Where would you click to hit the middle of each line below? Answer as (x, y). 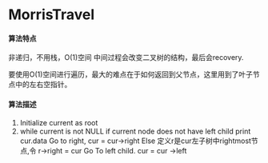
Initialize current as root (59, 122)
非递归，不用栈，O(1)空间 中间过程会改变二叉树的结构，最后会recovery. (126, 58)
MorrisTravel (52, 15)
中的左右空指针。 (43, 85)
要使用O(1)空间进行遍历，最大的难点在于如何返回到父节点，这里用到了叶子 (131, 74)
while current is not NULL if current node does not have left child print (135, 131)
